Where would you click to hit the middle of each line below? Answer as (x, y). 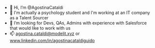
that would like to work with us (40, 28)
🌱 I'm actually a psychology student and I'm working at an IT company (80, 13)
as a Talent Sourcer (29, 18)
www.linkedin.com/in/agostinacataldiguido (52, 40)
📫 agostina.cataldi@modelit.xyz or (45, 33)
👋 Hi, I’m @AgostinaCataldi (36, 8)
